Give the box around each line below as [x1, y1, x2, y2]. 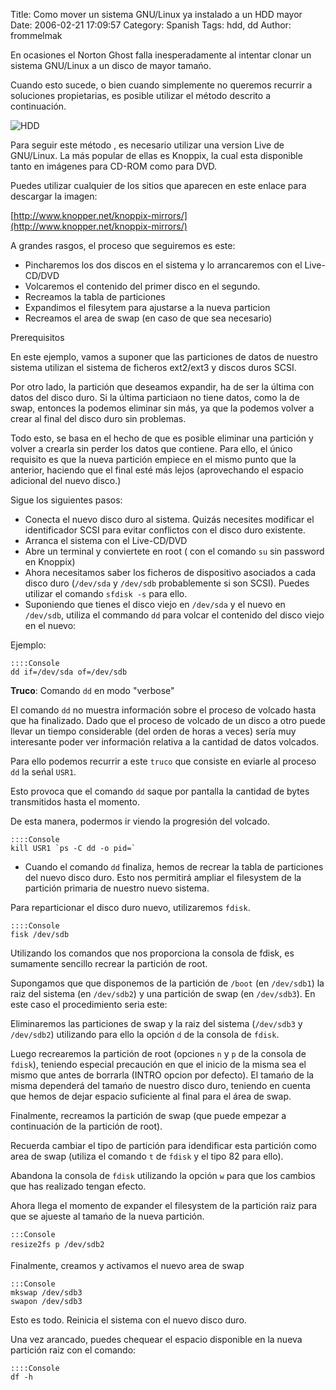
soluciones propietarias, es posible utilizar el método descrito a [10, 90, 272, 101]
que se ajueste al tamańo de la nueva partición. [10, 1210, 205, 1222]
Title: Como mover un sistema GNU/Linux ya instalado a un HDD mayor [10, 9, 303, 20]
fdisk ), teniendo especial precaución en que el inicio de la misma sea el [10, 1059, 307, 1070]
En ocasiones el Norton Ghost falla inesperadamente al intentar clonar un [10, 49, 312, 61]
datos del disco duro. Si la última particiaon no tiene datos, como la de [10, 392, 300, 403]
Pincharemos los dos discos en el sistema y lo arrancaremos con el [24, 259, 303, 271]
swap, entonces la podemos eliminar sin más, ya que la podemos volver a [10, 402, 315, 414]
